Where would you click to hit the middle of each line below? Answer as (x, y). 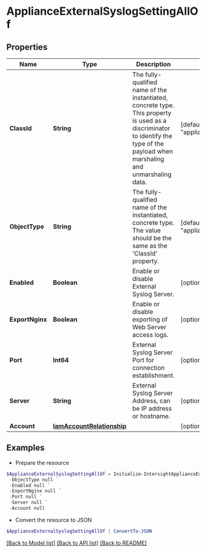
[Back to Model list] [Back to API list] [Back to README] (77, 543)
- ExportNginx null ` (35, 491)
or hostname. (151, 416)
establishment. (153, 375)
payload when (153, 151)
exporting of (150, 319)
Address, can (151, 401)
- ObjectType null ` (34, 480)
